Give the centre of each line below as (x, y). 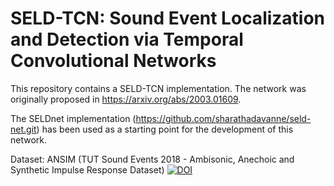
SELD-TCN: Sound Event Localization (168, 18)
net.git (23, 129)
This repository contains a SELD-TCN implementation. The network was (158, 88)
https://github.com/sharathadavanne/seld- (223, 118)
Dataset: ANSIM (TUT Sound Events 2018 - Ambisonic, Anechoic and (152, 159)
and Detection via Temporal (127, 39)
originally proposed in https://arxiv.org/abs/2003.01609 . (126, 99)
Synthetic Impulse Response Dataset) (87, 169)
